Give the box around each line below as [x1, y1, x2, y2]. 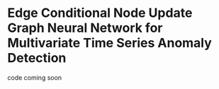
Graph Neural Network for [7, 20, 163, 36]
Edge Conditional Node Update [7, 5, 193, 21]
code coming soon [7, 73, 62, 82]
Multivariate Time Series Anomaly [7, 35, 213, 51]
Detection [7, 50, 67, 66]
